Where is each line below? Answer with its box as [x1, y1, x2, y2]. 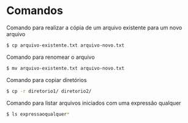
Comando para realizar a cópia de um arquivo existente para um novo [6, 24, 182, 31]
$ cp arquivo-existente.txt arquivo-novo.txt [6, 42, 124, 48]
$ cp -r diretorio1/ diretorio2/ [6, 88, 92, 94]
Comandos [6, 4, 63, 18]
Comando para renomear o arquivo [6, 53, 95, 61]
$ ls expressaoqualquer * [6, 111, 70, 117]
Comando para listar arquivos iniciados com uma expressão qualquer [6, 99, 182, 106]
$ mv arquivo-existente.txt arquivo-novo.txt [6, 65, 124, 71]
